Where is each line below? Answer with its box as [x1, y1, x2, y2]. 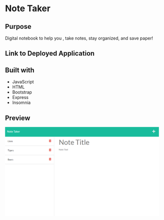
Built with [5, 66, 35, 74]
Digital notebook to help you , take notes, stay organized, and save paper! [5, 35, 153, 41]
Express [12, 95, 29, 100]
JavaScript [12, 79, 34, 85]
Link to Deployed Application [5, 49, 95, 58]
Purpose [5, 22, 32, 31]
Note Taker [5, 3, 51, 14]
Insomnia [12, 100, 31, 105]
